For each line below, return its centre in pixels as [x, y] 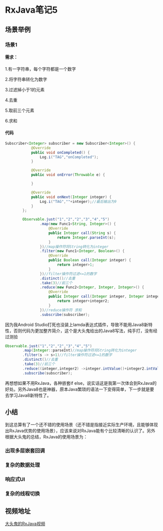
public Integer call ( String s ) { [82, 233]
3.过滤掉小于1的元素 [25, 89]
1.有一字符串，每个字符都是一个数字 [41, 69]
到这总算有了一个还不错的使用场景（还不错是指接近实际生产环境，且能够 [77, 425]
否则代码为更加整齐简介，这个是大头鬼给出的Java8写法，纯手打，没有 [83, 331]
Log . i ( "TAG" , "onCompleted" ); [69, 157]
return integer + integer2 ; [83, 301]
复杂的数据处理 [23, 465]
